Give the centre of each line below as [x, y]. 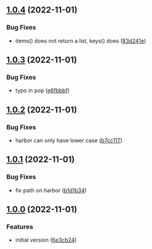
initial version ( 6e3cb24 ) [46, 240]
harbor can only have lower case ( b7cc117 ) [69, 140]
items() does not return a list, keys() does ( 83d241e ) [81, 41]
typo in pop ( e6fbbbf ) [42, 90]
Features [20, 227]
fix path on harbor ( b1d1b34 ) [51, 190]
